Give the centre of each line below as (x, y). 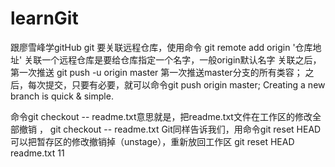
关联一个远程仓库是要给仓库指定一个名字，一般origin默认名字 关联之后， (173, 59)
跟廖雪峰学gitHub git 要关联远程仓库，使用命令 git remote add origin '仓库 (161, 47)
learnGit (44, 18)
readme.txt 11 (37, 153)
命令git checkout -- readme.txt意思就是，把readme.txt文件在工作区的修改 (161, 116)
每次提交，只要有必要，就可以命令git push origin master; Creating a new (176, 84)
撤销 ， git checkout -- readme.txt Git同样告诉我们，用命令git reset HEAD (170, 129)
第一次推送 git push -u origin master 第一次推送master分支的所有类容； (156, 72)
